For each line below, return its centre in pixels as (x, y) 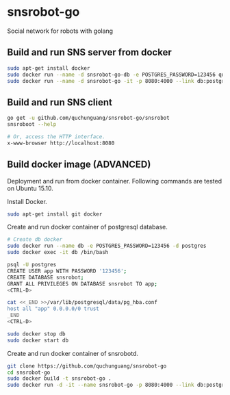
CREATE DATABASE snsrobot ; (46, 277)
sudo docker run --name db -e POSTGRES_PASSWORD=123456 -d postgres (107, 246)
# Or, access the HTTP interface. (56, 137)
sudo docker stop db (37, 334)
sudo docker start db (38, 340)
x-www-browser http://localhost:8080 (61, 143)
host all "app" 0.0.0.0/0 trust (53, 309)
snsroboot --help (32, 125)
